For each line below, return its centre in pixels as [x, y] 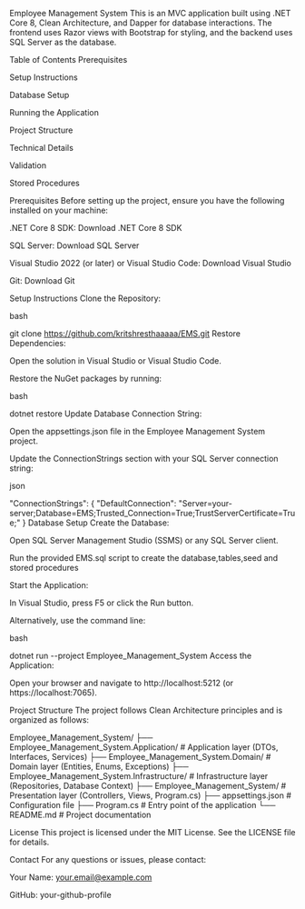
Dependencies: [38, 343]
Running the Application [54, 112]
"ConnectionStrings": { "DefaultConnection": [93, 503]
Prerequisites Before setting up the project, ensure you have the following [147, 200]
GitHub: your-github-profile [60, 895]
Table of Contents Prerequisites [69, 60]
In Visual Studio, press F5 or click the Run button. [102, 603]
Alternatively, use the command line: [78, 620]
